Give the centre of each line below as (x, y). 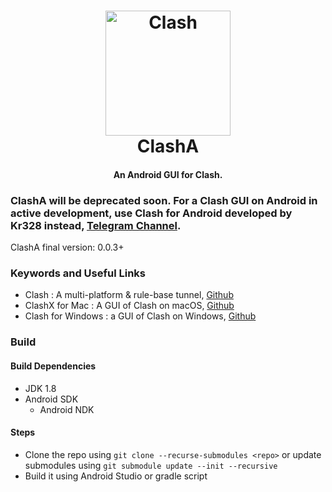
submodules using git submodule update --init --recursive (151, 465)
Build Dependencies (53, 366)
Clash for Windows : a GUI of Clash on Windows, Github (140, 316)
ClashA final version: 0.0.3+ (67, 247)
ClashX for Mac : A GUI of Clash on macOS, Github (129, 306)
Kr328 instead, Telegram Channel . (96, 225)
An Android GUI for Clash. (168, 174)
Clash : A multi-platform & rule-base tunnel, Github (129, 295)
